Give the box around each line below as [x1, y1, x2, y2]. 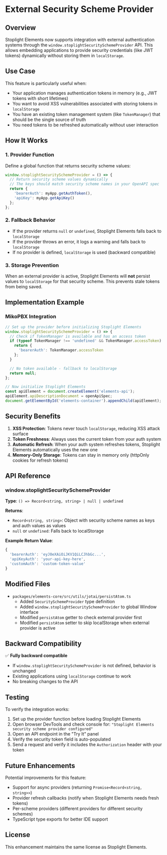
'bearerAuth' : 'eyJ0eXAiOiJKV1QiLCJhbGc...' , [9, 552, 106, 557]
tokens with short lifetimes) [12, 95, 69, 101]
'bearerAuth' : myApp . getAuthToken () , [14, 191, 93, 196]
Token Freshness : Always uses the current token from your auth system [12, 436, 162, 442]
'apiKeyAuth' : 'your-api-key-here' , [9, 557, 86, 562]
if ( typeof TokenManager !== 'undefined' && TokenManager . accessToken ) [9, 338, 162, 343]
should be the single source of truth [12, 116, 86, 122]
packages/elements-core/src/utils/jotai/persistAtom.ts [12, 594, 131, 599]
